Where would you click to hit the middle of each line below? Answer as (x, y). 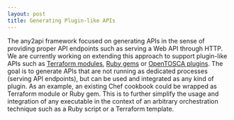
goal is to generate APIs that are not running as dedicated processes (107, 71)
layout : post (27, 14)
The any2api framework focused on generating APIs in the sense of (106, 40)
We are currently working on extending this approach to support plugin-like (117, 56)
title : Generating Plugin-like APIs (61, 21)
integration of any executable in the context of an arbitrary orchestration (113, 101)
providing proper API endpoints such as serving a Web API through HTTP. (115, 48)
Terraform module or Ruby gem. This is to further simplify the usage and (113, 94)
